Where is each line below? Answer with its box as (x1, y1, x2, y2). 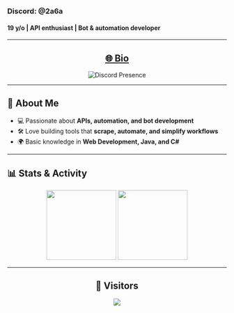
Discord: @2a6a (7, 6, 63, 16)
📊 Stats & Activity (7, 167, 88, 180)
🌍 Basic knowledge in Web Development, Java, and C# (17, 137, 180, 146)
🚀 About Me (7, 98, 59, 109)
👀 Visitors (95, 280, 139, 291)
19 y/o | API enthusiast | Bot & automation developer (7, 24, 161, 32)
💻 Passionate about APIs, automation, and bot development (17, 116, 194, 125)
